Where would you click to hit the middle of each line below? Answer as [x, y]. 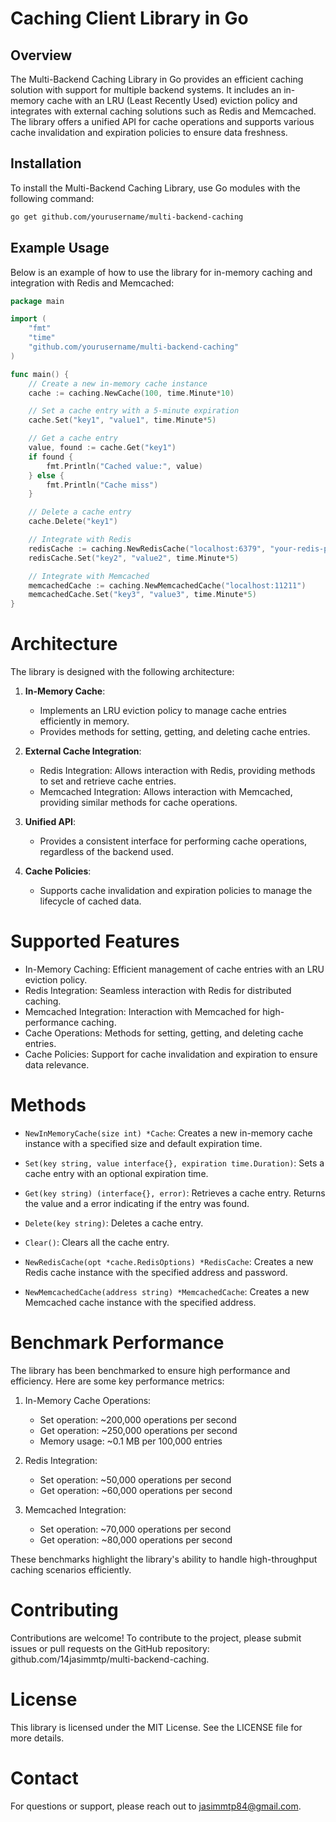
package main [37, 301]
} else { [46, 475]
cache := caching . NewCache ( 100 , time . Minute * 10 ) [131, 393]
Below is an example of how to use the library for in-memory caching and [161, 272]
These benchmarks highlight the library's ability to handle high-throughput [164, 1559]
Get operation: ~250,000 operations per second [138, 1430]
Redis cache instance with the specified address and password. [156, 1272]
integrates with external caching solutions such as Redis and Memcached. [163, 111]
